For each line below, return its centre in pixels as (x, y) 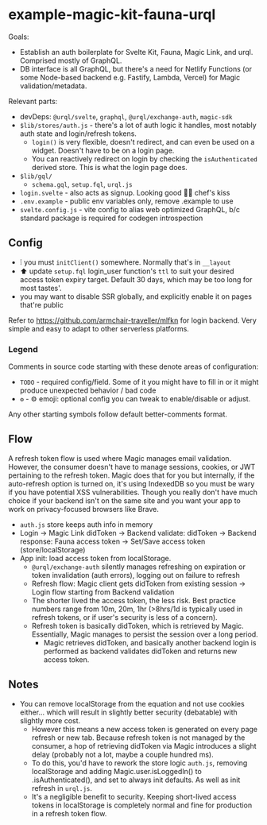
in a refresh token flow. (69, 813)
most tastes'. (41, 288)
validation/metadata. (53, 86)
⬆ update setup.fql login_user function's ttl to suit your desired (127, 271)
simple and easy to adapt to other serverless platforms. (99, 328)
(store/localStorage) (52, 549)
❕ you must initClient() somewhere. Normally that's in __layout (125, 262)
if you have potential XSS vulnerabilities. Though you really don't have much (133, 492)
